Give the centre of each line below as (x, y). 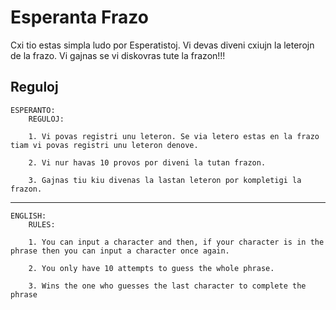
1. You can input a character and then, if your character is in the (176, 242)
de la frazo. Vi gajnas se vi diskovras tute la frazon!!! (118, 55)
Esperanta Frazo (79, 17)
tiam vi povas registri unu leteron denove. (104, 145)
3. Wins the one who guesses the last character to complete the (167, 286)
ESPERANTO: (33, 110)
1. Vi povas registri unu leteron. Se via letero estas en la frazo (174, 136)
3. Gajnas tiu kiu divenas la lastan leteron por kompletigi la (165, 180)
